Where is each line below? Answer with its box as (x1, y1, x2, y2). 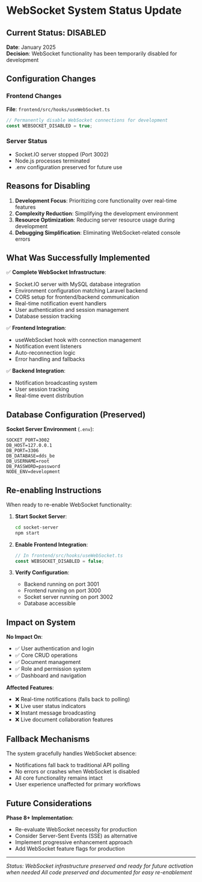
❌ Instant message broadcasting (14, 709, 96, 716)
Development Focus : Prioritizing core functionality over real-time (14, 197, 177, 204)
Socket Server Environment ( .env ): (6, 426, 94, 433)
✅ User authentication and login (14, 645, 94, 652)
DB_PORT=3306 (6, 448, 39, 454)
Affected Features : (6, 684, 54, 691)
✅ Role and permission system (14, 665, 91, 672)
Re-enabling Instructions (6, 485, 102, 495)
